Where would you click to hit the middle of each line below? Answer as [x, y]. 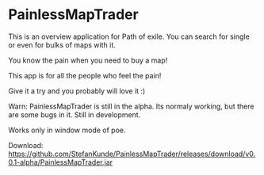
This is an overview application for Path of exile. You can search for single [129, 36]
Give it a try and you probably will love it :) [77, 91]
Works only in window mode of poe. [67, 130]
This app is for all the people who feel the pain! [85, 75]
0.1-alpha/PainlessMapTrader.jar [61, 162]
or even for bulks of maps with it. [62, 44]
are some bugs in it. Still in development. [75, 114]
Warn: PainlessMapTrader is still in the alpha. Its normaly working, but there [131, 106]
